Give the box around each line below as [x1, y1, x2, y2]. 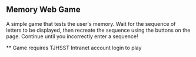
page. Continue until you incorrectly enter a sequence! [6, 32, 138, 40]
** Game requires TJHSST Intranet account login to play [6, 44, 142, 51]
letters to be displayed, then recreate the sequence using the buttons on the [6, 26, 191, 33]
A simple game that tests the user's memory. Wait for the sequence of [6, 20, 176, 27]
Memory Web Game [6, 5, 81, 15]
